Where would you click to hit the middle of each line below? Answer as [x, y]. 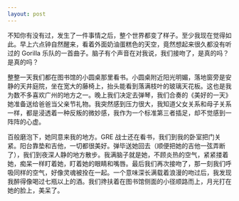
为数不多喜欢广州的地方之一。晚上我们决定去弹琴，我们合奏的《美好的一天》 [119, 95]
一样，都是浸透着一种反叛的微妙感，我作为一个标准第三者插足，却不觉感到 [116, 113]
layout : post [27, 14]
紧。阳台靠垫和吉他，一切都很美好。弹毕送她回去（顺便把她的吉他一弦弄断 [116, 145]
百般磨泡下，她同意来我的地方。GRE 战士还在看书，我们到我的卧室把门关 [114, 137]
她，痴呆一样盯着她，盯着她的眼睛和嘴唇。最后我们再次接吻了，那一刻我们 [116, 163]
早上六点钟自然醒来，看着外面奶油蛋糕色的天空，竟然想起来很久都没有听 [126, 44]
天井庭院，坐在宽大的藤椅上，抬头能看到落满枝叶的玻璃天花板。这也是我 [126, 86]
